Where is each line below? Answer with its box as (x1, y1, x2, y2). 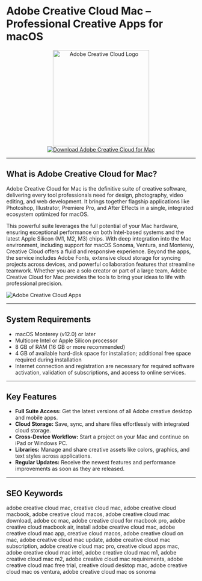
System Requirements (6, 315, 91, 325)
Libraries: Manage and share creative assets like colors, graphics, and (14, 446, 190, 453)
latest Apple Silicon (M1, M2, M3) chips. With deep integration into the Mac (6, 235, 192, 242)
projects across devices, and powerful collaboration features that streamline (6, 260, 195, 268)
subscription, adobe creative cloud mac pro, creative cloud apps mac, (6, 543, 180, 550)
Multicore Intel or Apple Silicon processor (14, 337, 118, 344)
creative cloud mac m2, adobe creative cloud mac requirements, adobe (6, 555, 183, 563)
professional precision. (6, 280, 63, 287)
